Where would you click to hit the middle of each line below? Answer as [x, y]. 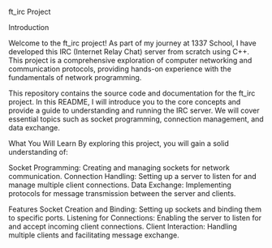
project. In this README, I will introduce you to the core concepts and [125, 102]
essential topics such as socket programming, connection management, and [136, 119]
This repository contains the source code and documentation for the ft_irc [132, 93]
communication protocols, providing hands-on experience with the [120, 69]
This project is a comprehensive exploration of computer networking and [130, 60]
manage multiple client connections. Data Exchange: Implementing [120, 185]
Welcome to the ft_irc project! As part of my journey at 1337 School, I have [133, 43]
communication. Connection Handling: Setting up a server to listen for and [133, 176]
